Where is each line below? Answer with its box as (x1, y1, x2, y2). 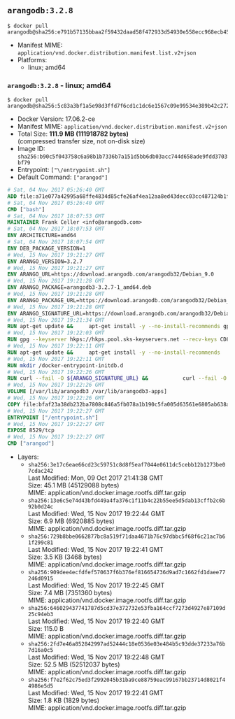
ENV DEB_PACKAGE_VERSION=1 (7, 245, 86, 252)
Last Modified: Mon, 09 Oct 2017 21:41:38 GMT (27, 474, 164, 482)
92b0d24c (27, 504, 54, 511)
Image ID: (17, 145, 45, 153)
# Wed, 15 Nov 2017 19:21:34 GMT (7, 316, 105, 324)
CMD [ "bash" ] (7, 206, 45, 213)
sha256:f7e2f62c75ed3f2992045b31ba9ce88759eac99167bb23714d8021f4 (27, 676, 226, 684)
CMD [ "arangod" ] (7, 440, 55, 447)
